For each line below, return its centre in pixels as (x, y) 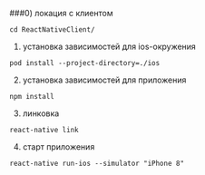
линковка (41, 113)
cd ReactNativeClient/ (52, 30)
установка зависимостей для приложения (104, 80)
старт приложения (59, 147)
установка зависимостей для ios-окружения (109, 46)
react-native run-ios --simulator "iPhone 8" (97, 163)
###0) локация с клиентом (61, 13)
